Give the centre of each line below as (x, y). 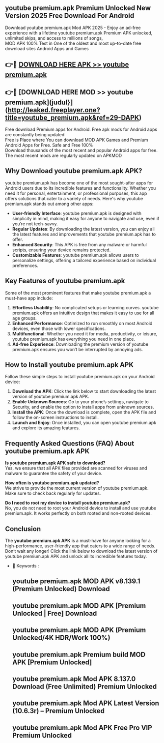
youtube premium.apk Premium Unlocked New (78, 8)
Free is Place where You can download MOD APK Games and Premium (77, 140)
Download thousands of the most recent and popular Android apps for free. (82, 150)
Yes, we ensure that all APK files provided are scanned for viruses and (76, 468)
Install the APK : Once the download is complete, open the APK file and (84, 412)
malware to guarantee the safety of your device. (54, 474)
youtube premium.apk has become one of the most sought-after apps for (79, 183)
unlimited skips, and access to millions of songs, (54, 38)
